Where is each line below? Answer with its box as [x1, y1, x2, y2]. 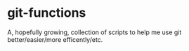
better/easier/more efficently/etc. [7, 35, 103, 43]
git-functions [7, 5, 86, 21]
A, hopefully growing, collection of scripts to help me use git [7, 28, 182, 36]
